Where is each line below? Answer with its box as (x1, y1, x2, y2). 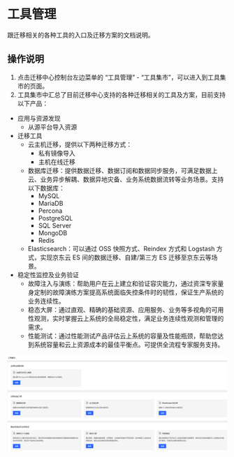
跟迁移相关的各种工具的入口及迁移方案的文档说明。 (7, 31, 154, 39)
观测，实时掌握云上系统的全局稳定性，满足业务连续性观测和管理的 (34, 314, 224, 322)
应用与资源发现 (17, 114, 61, 122)
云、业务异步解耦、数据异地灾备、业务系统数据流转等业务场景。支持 (27, 175, 224, 183)
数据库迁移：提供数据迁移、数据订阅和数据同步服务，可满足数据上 (27, 166, 218, 174)
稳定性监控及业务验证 (17, 270, 79, 279)
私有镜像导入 (38, 149, 75, 157)
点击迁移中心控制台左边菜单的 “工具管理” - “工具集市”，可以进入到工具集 (17, 73, 226, 81)
